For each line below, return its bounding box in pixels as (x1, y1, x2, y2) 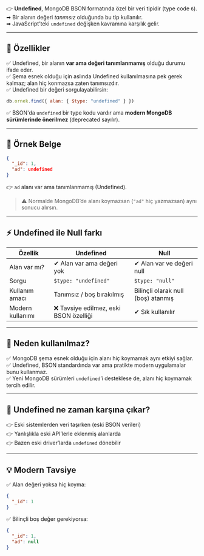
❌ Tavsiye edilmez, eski (53, 304, 121, 312)
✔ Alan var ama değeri (53, 259, 118, 267)
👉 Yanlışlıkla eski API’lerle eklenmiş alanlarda (6, 430, 121, 438)
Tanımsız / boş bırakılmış (53, 290, 124, 298)
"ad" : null (12, 538, 39, 544)
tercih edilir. (6, 381, 36, 389)
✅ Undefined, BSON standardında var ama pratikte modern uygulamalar (6, 361, 186, 369)
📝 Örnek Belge (6, 139, 62, 150)
